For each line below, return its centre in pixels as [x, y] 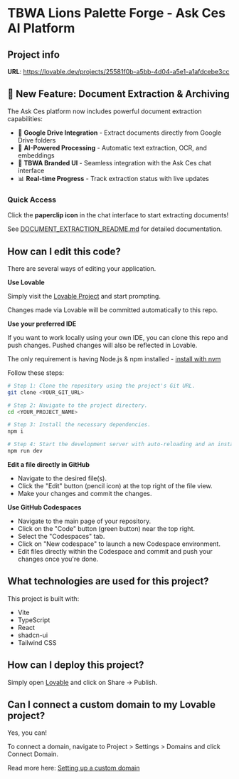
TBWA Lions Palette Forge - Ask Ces [117, 13]
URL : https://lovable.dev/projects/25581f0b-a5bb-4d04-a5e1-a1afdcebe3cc [118, 72]
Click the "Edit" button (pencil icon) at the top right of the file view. [115, 485]
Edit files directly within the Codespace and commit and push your [115, 551]
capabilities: [25, 118]
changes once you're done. [58, 559]
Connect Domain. [33, 754]
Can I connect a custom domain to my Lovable [111, 705]
